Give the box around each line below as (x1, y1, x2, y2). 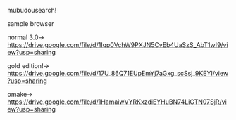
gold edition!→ (7, 62, 50, 69)
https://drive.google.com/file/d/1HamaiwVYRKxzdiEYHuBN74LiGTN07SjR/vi (7, 98, 227, 106)
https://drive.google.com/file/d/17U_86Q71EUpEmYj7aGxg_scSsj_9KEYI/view (7, 69, 229, 77)
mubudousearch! (7, 6, 57, 14)
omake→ (7, 91, 33, 98)
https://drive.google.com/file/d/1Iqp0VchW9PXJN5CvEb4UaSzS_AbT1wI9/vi (7, 41, 228, 48)
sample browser (7, 20, 54, 27)
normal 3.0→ (7, 33, 44, 41)
